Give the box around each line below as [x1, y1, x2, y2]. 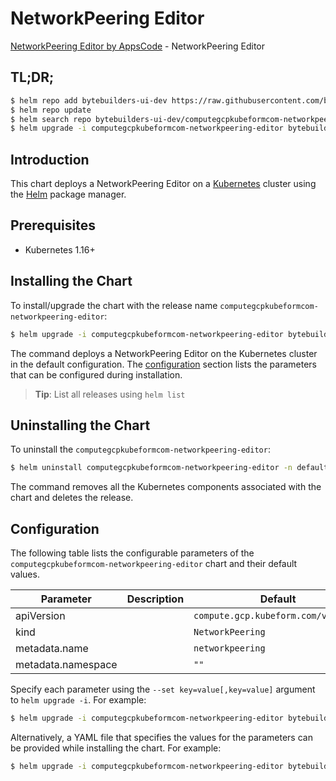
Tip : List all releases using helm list [34, 388, 186, 400]
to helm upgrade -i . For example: [10, 694, 147, 706]
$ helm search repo [10, 114, 92, 124]
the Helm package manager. [10, 188, 127, 201]
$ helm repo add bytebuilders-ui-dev [10, 95, 168, 106]
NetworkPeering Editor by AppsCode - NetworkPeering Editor [10, 40, 265, 52]
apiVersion [15, 609, 66, 623]
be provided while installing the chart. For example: [10, 742, 222, 754]
